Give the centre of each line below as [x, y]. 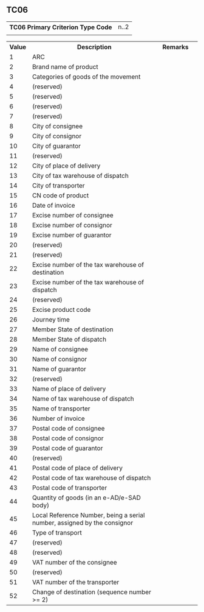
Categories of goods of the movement [87, 77]
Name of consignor [60, 359]
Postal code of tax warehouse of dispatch [92, 477]
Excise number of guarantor [72, 235]
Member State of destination [73, 329]
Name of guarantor [59, 369]
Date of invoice [54, 205]
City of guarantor [56, 146]
